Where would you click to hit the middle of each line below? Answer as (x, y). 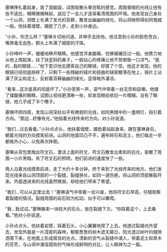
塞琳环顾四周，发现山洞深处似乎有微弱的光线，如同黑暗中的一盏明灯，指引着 (83, 112)
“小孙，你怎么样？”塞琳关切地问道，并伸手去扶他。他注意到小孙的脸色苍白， (83, 37)
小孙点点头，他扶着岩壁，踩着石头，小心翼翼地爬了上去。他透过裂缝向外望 (81, 226)
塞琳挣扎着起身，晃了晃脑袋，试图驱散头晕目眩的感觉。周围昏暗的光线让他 (81, 7)
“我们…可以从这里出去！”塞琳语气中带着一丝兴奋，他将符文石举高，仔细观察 (83, 192)
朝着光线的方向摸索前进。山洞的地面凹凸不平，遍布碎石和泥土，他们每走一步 (83, 135)
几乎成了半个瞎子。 (38, 102)
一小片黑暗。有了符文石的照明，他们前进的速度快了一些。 (68, 158)
